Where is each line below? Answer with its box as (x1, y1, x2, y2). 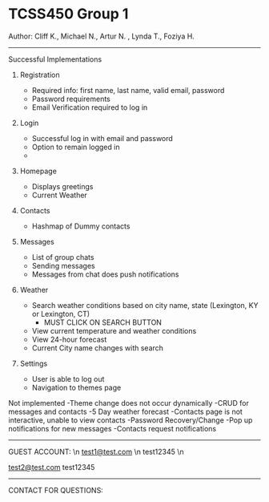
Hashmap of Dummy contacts (31, 221, 130, 231)
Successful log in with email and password (31, 133, 174, 143)
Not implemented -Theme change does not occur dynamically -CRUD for (8, 398, 250, 407)
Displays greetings (31, 181, 94, 191)
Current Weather (31, 190, 88, 200)
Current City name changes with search (31, 342, 164, 353)
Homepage (19, 166, 58, 176)
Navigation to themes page (31, 383, 122, 392)
